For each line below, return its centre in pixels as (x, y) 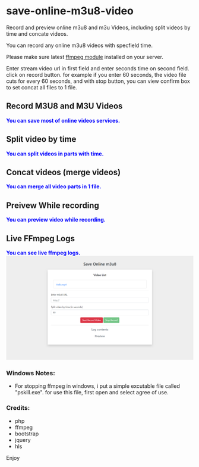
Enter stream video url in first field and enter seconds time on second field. (98, 68)
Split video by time (41, 139)
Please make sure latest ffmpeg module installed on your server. (85, 57)
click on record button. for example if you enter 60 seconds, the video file (96, 74)
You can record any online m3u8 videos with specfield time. (80, 45)
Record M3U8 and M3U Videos (64, 106)
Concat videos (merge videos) (63, 172)
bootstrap (27, 434)
